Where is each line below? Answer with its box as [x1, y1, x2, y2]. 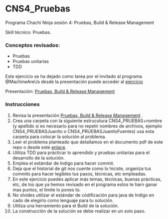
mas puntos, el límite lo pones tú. [12, 186, 81, 192]
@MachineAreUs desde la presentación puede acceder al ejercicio [5, 78, 143, 85]
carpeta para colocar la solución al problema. [12, 133, 106, 139]
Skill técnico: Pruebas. [5, 29, 52, 35]
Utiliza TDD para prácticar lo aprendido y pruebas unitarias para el [12, 149, 150, 155]
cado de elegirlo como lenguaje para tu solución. [12, 197, 114, 203]
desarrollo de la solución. [12, 154, 65, 160]
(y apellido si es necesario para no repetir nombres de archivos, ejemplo [12, 123, 162, 129]
